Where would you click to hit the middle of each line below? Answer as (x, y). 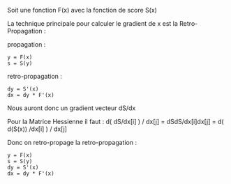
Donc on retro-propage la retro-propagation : (72, 143)
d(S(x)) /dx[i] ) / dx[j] (37, 129)
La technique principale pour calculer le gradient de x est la (92, 23)
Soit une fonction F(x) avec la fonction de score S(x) (82, 10)
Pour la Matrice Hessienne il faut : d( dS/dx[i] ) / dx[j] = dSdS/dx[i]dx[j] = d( (116, 122)
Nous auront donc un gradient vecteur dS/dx (72, 108)
